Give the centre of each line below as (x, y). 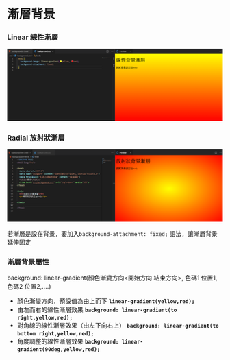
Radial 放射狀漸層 (36, 138)
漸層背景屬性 (28, 261)
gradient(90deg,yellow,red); (59, 350)
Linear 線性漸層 (33, 37)
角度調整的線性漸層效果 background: (68, 341)
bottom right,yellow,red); (55, 334)
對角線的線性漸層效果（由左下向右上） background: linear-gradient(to (118, 326)
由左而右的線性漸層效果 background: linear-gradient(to (97, 310)
